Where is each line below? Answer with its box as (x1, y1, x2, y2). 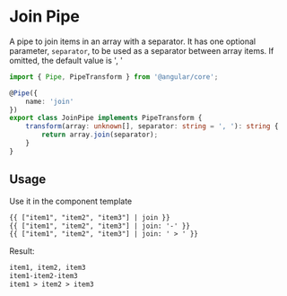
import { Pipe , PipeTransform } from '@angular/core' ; (9, 72, 219, 82)
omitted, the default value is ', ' (9, 55, 124, 65)
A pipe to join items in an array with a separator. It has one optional (9, 36, 257, 47)
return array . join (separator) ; (41, 130, 159, 140)
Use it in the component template (9, 196, 133, 206)
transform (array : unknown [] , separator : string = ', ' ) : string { (25, 122, 279, 131)
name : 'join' (25, 97, 74, 106)
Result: (9, 246, 35, 257)
